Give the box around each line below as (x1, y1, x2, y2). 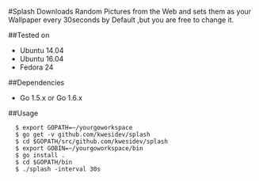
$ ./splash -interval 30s (15, 165, 101, 173)
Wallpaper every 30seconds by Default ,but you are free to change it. (8, 15, 234, 25)
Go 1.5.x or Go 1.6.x (19, 93, 83, 102)
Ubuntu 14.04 (19, 46, 64, 55)
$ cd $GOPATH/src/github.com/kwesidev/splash (15, 138, 169, 145)
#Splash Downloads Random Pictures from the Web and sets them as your (8, 7, 252, 16)
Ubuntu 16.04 (19, 55, 64, 63)
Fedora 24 (19, 62, 54, 72)
